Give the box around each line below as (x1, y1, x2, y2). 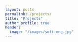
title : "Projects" (5, 16, 43, 21)
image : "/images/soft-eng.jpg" (9, 29, 74, 34)
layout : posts (5, 7, 35, 12)
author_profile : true (5, 20, 50, 26)
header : (5, 25, 21, 30)
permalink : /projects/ (5, 12, 52, 16)
